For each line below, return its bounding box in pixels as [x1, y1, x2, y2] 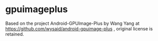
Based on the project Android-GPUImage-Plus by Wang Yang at [5, 20, 140, 26]
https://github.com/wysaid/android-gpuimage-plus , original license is [5, 25, 153, 31]
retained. [5, 31, 25, 37]
